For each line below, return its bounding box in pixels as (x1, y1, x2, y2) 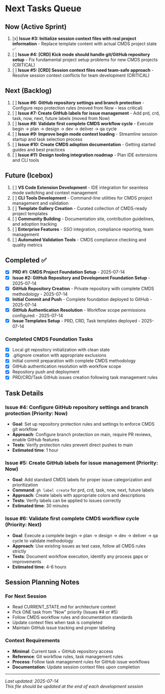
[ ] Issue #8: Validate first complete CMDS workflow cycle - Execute (12, 120, 154, 126)
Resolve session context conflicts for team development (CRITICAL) (12, 72, 150, 78)
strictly (12, 548, 27, 554)
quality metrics (12, 242, 43, 248)
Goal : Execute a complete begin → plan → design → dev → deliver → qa (12, 532, 158, 538)
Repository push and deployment (12, 369, 80, 375)
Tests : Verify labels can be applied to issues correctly (12, 497, 121, 504)
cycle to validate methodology (12, 538, 74, 544)
